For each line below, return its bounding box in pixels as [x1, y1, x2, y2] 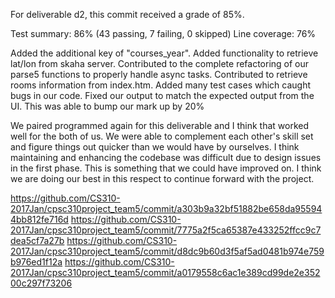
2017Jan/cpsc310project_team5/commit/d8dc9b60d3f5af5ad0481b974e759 [10, 245, 325, 257]
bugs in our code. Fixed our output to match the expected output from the [10, 90, 315, 101]
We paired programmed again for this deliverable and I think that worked [10, 120, 310, 131]
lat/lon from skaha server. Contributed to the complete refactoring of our [10, 58, 310, 69]
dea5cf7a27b [10, 235, 65, 246]
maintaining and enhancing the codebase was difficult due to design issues [10, 152, 322, 163]
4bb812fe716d [10, 214, 69, 225]
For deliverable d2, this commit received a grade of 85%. [10, 9, 245, 20]
